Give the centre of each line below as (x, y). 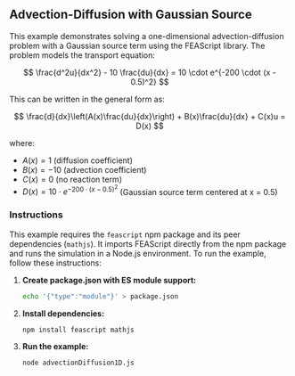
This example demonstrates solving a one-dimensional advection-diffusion (147, 36)
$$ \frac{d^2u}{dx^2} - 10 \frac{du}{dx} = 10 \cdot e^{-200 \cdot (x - (150, 72)
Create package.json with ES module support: (109, 280)
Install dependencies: (63, 313)
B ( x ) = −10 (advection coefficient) (84, 169)
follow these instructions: (56, 263)
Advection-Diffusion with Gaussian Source (131, 15)
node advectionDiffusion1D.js (78, 363)
